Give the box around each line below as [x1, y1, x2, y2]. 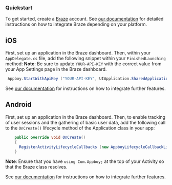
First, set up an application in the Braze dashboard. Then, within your [5, 50, 151, 56]
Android [5, 100, 32, 109]
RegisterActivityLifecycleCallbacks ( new [18, 144, 109, 150]
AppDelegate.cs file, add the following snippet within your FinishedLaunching [5, 55, 166, 62]
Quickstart [5, 4, 33, 11]
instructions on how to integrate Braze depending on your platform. [5, 21, 147, 27]
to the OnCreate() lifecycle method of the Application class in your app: [5, 125, 155, 131]
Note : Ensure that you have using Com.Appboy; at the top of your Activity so [5, 158, 164, 164]
